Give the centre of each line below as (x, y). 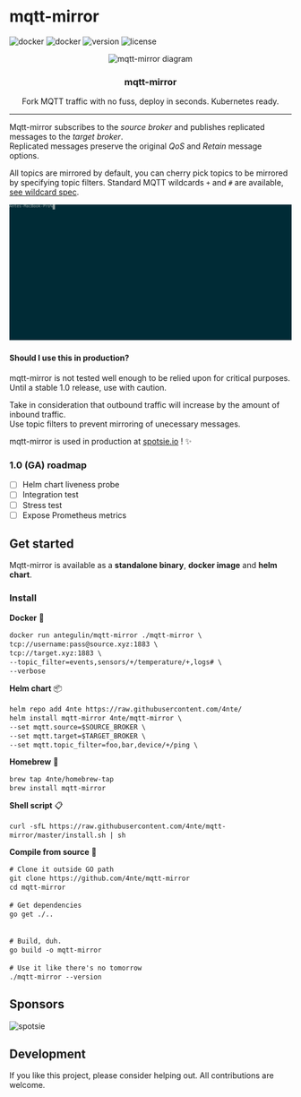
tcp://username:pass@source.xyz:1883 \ (84, 644)
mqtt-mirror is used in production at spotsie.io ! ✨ (101, 442)
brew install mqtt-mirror (57, 788)
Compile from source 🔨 (53, 851)
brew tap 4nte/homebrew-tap (62, 779)
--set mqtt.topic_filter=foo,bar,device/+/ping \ (104, 745)
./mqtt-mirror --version (56, 977)
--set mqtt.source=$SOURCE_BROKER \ (77, 727)
